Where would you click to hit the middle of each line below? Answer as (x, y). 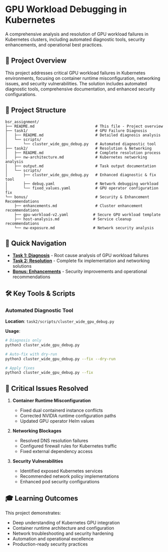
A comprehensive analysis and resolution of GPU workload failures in (77, 34)
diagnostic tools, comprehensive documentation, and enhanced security (80, 89)
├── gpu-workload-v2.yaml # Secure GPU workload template (88, 215)
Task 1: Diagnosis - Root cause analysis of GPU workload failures (80, 256)
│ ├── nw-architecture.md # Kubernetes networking (76, 157)
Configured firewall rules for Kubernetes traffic (68, 446)
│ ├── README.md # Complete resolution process (83, 153)
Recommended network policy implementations (69, 476)
